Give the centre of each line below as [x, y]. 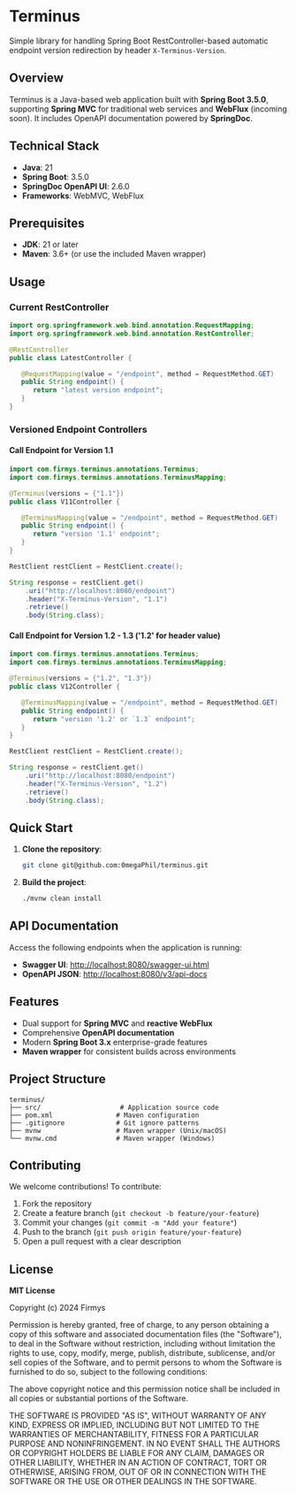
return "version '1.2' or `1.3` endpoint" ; [114, 719]
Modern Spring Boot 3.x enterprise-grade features [114, 1042]
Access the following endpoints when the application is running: [126, 947]
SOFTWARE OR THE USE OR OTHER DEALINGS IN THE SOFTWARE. [133, 1482]
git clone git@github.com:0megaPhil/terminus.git [115, 866]
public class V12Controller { [65, 687]
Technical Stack [54, 146]
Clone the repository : [62, 849]
